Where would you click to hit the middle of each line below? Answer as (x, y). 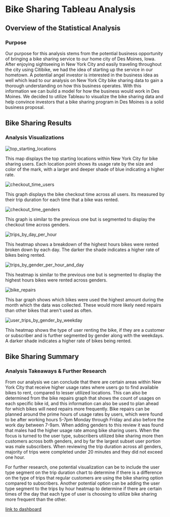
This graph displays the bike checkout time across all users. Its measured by (85, 194)
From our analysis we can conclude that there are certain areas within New (83, 382)
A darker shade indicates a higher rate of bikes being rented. (69, 341)
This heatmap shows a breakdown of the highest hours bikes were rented (82, 244)
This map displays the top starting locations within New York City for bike (82, 158)
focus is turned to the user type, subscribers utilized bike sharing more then (84, 436)
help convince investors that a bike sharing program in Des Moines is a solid (85, 102)
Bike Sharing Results (38, 123)
